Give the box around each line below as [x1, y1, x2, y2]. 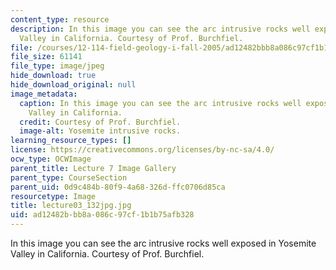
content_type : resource [10, 14, 110, 25]
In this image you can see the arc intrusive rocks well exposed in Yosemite [10, 237, 317, 249]
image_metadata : [10, 89, 78, 99]
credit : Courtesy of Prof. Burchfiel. [19, 117, 182, 127]
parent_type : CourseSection [10, 172, 128, 183]
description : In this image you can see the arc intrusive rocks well [10, 24, 311, 34]
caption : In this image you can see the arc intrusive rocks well [19, 98, 302, 108]
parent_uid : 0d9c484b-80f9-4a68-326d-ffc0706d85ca [10, 182, 226, 192]
